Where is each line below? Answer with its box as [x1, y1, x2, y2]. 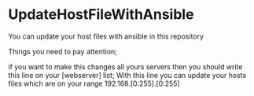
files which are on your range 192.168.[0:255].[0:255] [8, 79, 180, 88]
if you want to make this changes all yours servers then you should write [8, 61, 243, 72]
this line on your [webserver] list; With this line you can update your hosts [8, 70, 247, 79]
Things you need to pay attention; [8, 46, 118, 56]
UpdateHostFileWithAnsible [8, 6, 194, 24]
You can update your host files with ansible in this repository [8, 31, 204, 41]
